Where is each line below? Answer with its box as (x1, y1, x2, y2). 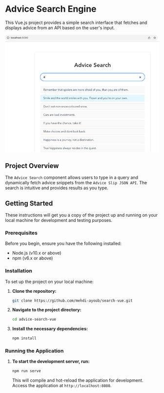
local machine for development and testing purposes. (5, 217, 113, 223)
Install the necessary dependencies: (12, 326, 88, 332)
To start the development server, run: (12, 358, 90, 365)
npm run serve (12, 369, 41, 373)
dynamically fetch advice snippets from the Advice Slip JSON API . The (5, 180, 147, 186)
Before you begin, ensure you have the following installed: (5, 240, 122, 246)
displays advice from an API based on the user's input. (5, 24, 115, 30)
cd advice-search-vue (12, 317, 56, 322)
